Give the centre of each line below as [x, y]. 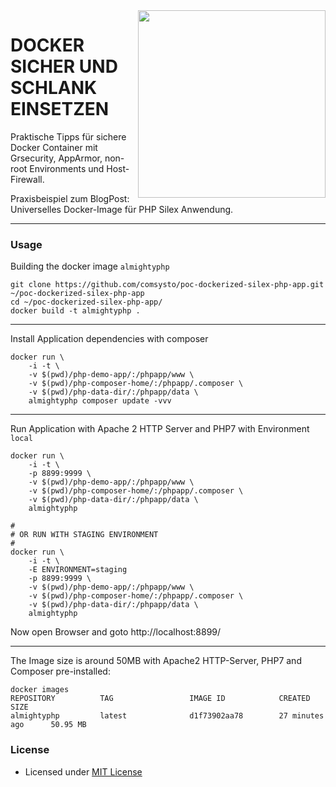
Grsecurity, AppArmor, [56, 158]
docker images [40, 690]
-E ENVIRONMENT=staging [78, 570]
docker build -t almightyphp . [75, 311]
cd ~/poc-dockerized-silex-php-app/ [86, 302]
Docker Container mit [54, 147]
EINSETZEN [60, 109]
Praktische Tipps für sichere [68, 136]
